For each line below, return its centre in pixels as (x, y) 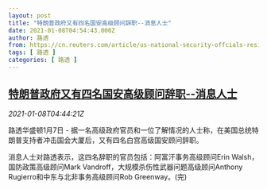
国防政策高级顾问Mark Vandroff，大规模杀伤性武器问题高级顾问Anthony (126, 167)
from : (17, 45)
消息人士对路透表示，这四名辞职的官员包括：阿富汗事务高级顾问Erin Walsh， (133, 156)
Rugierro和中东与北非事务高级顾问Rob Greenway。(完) (98, 176)
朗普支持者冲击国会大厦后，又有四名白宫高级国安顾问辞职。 (106, 140)
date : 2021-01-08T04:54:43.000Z (62, 30)
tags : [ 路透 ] (32, 52)
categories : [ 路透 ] (43, 60)
